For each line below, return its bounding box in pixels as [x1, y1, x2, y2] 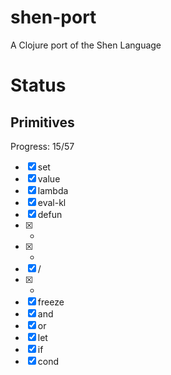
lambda [37, 184, 69, 196]
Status [10, 74, 67, 97]
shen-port [10, 6, 97, 29]
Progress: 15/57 [10, 140, 75, 152]
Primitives [10, 114, 75, 131]
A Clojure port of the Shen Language [10, 39, 162, 51]
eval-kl [37, 196, 67, 208]
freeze [37, 296, 65, 308]
